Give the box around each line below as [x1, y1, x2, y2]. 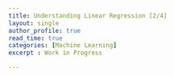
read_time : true [8, 34, 63, 42]
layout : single [8, 19, 60, 27]
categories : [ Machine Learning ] [8, 42, 117, 50]
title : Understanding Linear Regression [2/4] [8, 11, 168, 20]
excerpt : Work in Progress [8, 49, 103, 57]
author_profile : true [8, 26, 81, 34]
